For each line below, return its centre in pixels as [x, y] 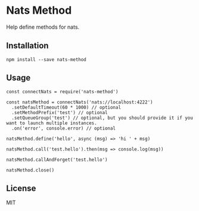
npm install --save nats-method [46, 59]
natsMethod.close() [30, 170]
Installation [27, 46]
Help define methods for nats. [43, 27]
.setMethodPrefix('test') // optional [60, 112]
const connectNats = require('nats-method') [62, 91]
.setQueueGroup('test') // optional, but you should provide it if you [102, 118]
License [21, 188]
